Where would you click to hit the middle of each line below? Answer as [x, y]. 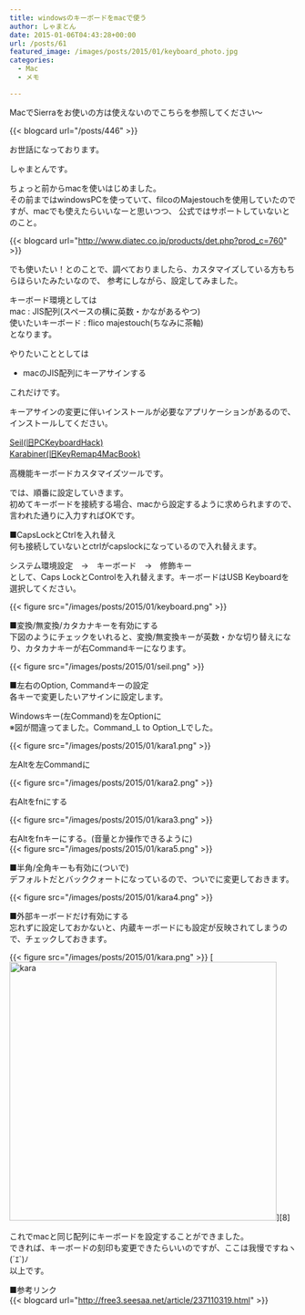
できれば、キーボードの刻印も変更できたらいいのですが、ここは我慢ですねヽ [153, 1248]
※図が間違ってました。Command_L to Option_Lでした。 [114, 727]
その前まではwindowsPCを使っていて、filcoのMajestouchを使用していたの [149, 199]
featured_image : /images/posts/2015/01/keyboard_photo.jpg [124, 52]
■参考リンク [33, 1289]
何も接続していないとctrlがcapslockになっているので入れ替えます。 [136, 546]
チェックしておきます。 [68, 938]
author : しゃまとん [43, 26]
